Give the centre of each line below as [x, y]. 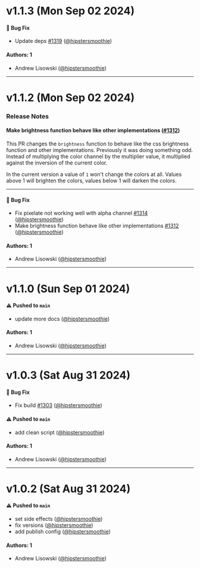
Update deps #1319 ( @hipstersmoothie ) [63, 41]
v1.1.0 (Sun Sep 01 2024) [68, 289]
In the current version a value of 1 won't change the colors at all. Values [94, 174]
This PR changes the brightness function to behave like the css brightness [98, 144]
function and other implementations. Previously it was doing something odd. [100, 150]
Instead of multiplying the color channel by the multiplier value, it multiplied [98, 156]
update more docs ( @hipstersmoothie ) [62, 319]
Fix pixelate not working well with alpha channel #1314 [81, 213]
